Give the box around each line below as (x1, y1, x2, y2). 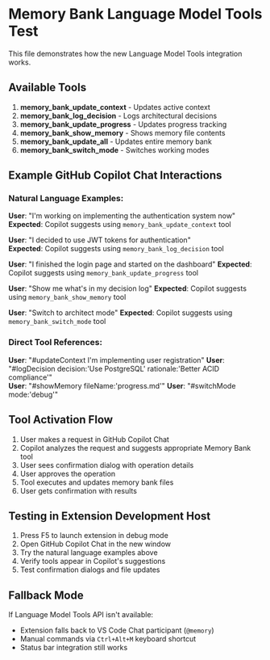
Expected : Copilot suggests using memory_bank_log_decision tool (8, 244, 224, 254)
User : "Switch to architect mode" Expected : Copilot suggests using (8, 308, 233, 317)
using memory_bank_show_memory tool (8, 292, 127, 302)
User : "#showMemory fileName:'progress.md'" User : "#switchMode (8, 380, 236, 390)
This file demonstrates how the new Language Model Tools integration (8, 48, 243, 58)
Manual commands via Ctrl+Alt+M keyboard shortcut (19, 634, 197, 644)
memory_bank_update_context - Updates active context (19, 102, 211, 111)
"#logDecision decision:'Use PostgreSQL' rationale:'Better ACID (8, 364, 220, 373)
